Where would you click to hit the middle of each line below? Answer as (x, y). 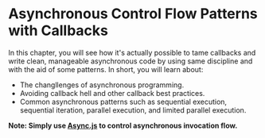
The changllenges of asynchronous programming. (102, 85)
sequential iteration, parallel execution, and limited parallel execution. (133, 110)
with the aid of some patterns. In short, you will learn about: (106, 69)
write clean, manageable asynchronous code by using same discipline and (131, 61)
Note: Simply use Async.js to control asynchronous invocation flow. (123, 125)
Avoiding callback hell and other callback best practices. (112, 93)
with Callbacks (58, 31)
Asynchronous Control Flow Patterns (133, 14)
